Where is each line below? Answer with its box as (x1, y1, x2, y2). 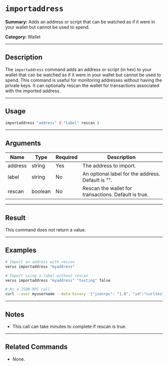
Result (5, 213, 26, 222)
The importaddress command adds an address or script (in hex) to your (5, 66, 152, 72)
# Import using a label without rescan (5, 273, 88, 278)
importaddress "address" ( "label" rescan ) (5, 120, 99, 126)
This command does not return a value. (5, 227, 86, 233)
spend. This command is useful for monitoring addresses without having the (5, 77, 162, 83)
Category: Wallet (5, 34, 41, 40)
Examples (5, 246, 36, 255)
